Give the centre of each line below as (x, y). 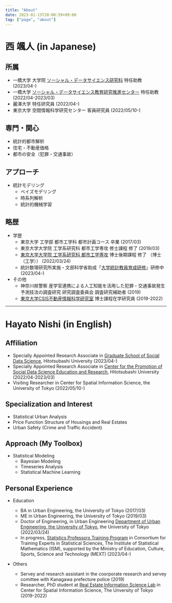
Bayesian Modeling (40, 461)
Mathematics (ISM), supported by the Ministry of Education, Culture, (92, 549)
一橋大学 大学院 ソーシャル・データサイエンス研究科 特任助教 (77, 80)
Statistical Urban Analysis (40, 417)
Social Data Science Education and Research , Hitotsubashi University (86, 371)
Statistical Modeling (34, 456)
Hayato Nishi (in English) (59, 324)
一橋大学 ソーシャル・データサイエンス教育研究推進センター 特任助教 (85, 92)
